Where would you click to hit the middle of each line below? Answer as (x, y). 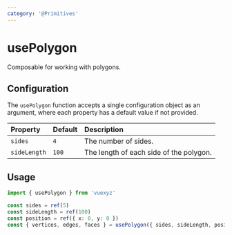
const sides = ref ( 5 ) (38, 206)
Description (104, 130)
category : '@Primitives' (43, 13)
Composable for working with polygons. (64, 67)
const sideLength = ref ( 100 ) (49, 211)
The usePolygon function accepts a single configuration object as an (104, 105)
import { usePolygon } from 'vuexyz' (61, 193)
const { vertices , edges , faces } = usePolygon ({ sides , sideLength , (109, 225)
